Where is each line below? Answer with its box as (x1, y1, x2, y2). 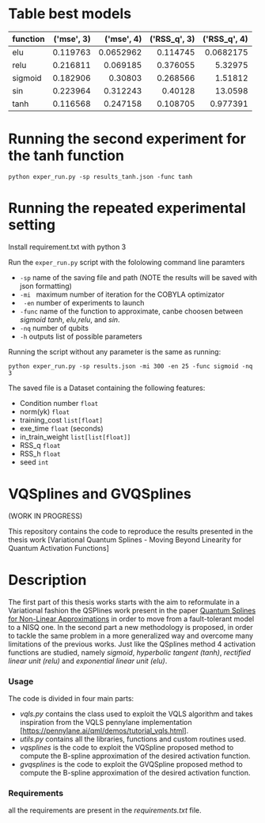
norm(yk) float (19, 407, 70, 416)
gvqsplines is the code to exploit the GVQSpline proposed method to (19, 759, 243, 768)
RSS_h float (19, 449, 61, 458)
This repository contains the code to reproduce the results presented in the (8, 526, 253, 536)
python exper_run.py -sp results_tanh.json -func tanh (8, 173, 193, 180)
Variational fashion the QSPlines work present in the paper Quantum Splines (8, 605, 256, 615)
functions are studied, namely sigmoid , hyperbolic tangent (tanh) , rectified (8, 647, 252, 657)
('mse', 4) (104, 33, 142, 44)
